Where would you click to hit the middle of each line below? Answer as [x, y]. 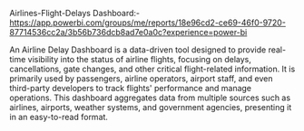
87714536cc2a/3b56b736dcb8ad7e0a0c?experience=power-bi [128, 32]
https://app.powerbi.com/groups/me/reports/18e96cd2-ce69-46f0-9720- [147, 23]
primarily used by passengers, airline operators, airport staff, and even [141, 79]
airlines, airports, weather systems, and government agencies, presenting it [151, 107]
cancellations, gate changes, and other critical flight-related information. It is [152, 69]
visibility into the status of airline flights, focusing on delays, [139, 59]
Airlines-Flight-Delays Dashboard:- [75, 13]
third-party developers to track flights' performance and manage [131, 88]
